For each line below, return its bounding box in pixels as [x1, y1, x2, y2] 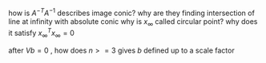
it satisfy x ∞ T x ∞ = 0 [8, 27, 75, 39]
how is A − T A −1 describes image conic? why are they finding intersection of [8, 7, 255, 18]
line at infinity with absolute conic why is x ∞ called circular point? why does [8, 16, 258, 28]
